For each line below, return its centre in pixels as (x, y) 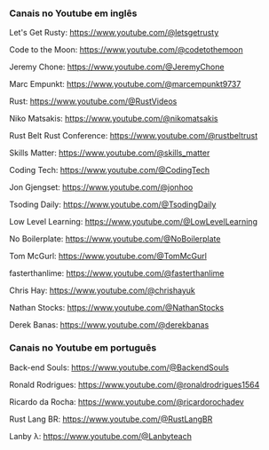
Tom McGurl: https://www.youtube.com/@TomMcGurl (108, 257)
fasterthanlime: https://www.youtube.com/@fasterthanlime (117, 273)
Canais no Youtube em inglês (73, 13)
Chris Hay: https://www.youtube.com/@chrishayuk (102, 290)
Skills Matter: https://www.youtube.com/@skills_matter (110, 153)
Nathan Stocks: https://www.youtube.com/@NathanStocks (117, 308)
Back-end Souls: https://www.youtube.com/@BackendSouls (119, 367)
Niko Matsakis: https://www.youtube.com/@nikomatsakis (114, 119)
